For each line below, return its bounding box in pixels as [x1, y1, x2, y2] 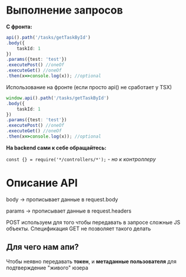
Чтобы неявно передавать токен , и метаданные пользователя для [6, 258, 177, 265]
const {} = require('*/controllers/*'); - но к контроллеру [6, 155, 156, 162]
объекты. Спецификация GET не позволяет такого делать [6, 225, 151, 232]
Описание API [6, 177, 78, 190]
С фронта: [6, 23, 32, 30]
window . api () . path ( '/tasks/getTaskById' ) [6, 95, 109, 101]
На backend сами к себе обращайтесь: [6, 144, 107, 151]
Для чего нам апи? [6, 242, 79, 252]
